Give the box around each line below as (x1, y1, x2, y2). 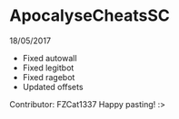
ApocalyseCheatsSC (9, 5, 170, 26)
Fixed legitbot (22, 62, 75, 73)
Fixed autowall (22, 52, 77, 63)
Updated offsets (22, 81, 84, 92)
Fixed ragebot (22, 71, 75, 82)
